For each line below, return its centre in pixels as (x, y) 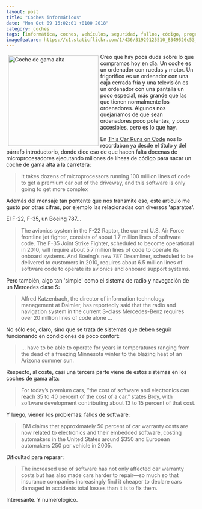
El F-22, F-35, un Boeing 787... (44, 219)
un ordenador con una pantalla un (142, 89)
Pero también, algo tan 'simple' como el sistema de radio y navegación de (98, 280)
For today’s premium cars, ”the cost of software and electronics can (105, 390)
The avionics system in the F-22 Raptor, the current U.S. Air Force (103, 230)
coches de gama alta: (33, 378)
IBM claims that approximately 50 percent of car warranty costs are (104, 426)
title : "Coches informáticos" (44, 17)
